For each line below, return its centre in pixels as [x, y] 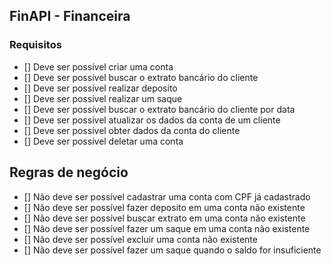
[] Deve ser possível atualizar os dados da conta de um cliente [152, 120]
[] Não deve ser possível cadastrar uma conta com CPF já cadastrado [167, 196]
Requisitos [35, 45]
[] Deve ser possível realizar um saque [103, 98]
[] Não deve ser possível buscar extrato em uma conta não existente [164, 218]
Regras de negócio [69, 172]
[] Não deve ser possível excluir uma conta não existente [140, 239]
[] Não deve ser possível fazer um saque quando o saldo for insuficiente [172, 250]
